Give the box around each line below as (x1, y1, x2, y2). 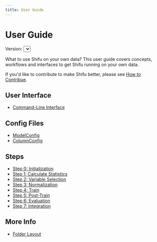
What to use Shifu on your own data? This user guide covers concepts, (5, 56, 152, 62)
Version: (5, 46, 23, 52)
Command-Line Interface (12, 104, 65, 111)
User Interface (5, 91, 52, 100)
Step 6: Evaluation (12, 198, 50, 204)
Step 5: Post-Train (12, 192, 50, 198)
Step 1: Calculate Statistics (12, 171, 68, 177)
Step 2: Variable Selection (12, 177, 66, 182)
